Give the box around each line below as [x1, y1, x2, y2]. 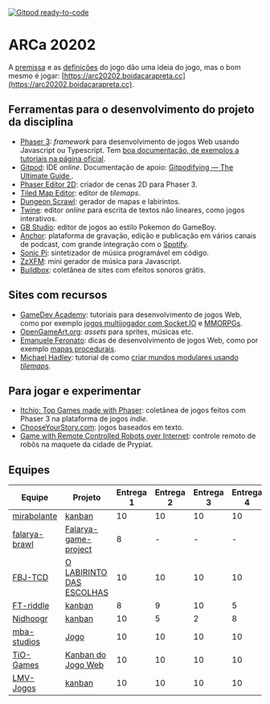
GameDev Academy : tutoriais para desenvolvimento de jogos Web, [19, 310, 243, 319]
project [65, 544, 92, 555]
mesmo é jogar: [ [8, 71, 65, 80]
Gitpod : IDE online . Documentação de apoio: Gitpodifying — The [19, 162, 234, 172]
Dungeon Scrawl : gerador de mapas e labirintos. [19, 196, 181, 206]
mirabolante [12, 511, 58, 522]
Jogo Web [65, 660, 104, 671]
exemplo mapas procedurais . [19, 344, 117, 353]
